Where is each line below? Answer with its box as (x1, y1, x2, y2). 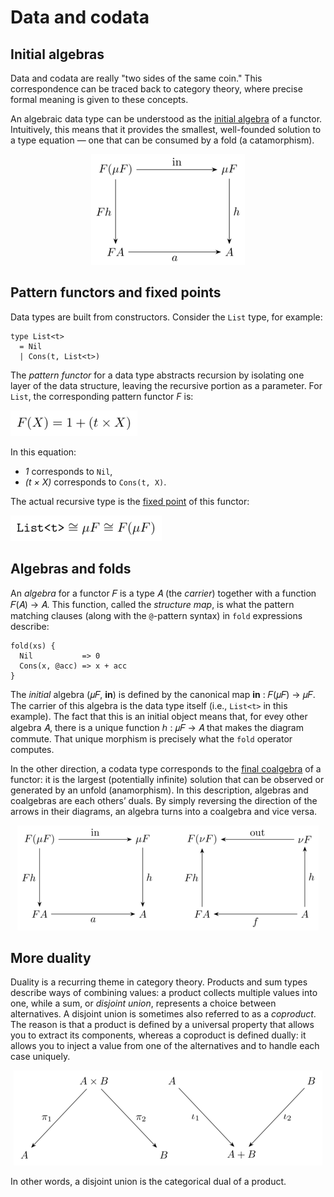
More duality (10, 950, 92, 967)
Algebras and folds (10, 561, 132, 578)
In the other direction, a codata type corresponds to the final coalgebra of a (10, 762, 322, 775)
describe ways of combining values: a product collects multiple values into (10, 987, 318, 999)
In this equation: (10, 446, 77, 458)
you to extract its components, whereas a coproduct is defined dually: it (10, 1029, 307, 1041)
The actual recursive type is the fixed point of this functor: (10, 495, 250, 507)
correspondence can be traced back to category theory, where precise (10, 83, 303, 95)
